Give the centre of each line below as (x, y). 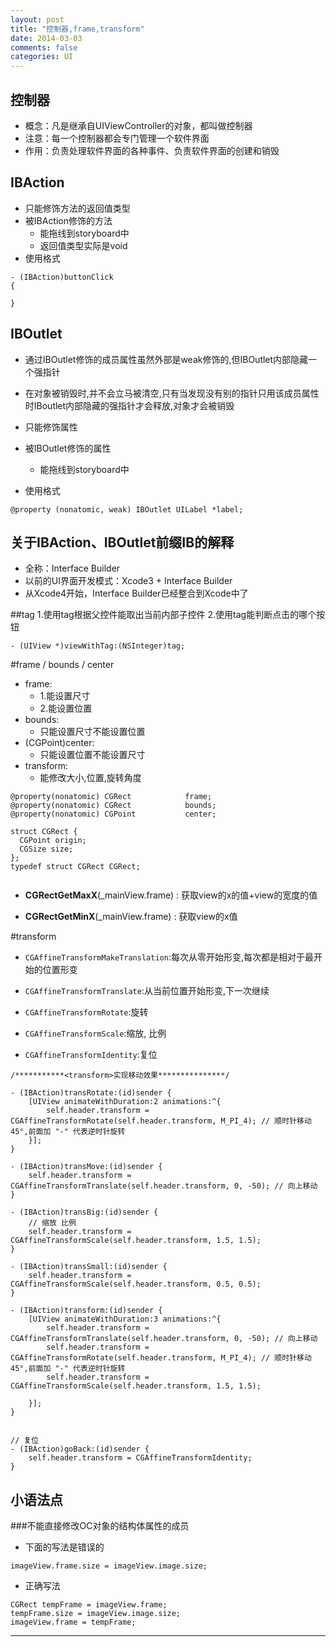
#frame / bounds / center (62, 665)
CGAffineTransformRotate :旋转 (86, 1012)
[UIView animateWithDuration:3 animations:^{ (125, 1319)
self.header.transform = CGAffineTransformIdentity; (140, 1458)
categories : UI (42, 57)
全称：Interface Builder (72, 568)
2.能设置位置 (66, 708)
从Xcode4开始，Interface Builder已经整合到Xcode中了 (136, 593)
